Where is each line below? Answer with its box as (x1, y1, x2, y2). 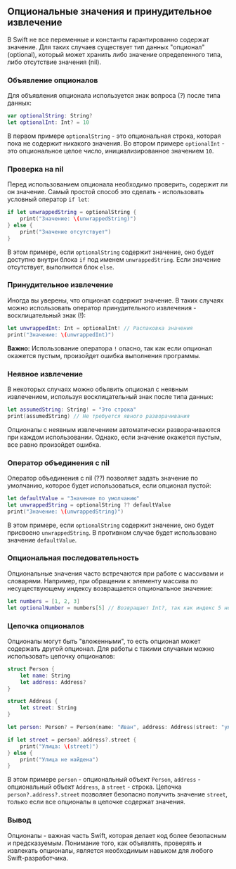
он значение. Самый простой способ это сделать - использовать (7, 188, 204, 196)
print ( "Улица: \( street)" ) (20, 742, 99, 750)
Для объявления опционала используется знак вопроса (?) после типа (7, 91, 221, 100)
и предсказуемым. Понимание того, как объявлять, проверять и (7, 839, 202, 847)
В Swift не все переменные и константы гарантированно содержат (7, 35, 209, 44)
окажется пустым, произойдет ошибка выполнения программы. (7, 351, 201, 360)
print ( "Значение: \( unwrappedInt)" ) (7, 331, 114, 338)
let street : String (20, 704, 77, 711)
